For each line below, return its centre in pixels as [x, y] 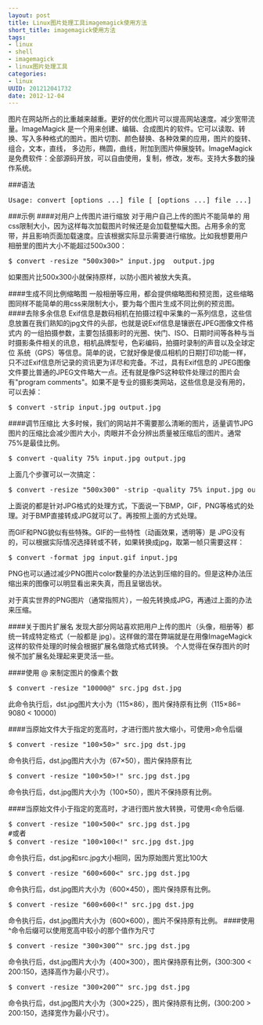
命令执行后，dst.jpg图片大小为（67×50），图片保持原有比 [100, 761]
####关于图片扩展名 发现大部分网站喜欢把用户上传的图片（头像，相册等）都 [131, 627]
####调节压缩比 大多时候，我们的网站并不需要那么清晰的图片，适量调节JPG [131, 423]
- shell [21, 52]
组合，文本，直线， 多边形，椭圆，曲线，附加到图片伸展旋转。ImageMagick [130, 148]
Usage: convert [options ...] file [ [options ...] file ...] [130, 200]
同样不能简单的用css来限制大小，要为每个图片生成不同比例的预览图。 [126, 304]
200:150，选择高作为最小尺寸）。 [61, 972]
